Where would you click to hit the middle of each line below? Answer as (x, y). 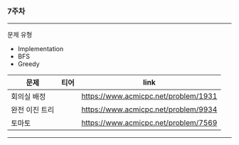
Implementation (41, 49)
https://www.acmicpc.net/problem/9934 (149, 109)
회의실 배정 (28, 97)
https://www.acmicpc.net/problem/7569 (149, 123)
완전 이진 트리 (33, 110)
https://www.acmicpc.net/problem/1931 (149, 96)
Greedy (29, 64)
